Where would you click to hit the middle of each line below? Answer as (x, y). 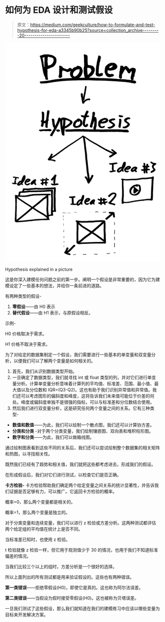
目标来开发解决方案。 (27, 615)
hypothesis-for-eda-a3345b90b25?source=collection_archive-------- (88, 30)
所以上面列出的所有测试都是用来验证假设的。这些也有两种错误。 (69, 577)
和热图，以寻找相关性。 (29, 453)
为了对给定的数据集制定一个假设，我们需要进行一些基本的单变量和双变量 (78, 354)
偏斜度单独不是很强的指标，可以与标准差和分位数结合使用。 (94, 402)
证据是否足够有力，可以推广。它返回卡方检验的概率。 (63, 491)
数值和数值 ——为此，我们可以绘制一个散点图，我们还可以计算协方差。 (83, 425)
